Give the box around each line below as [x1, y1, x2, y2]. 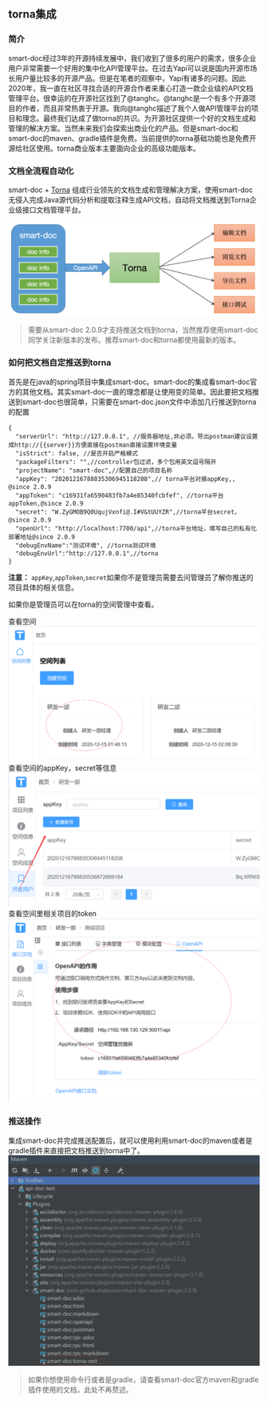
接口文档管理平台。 [22, 205, 85, 214]
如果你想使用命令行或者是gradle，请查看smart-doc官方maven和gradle [27, 1375, 259, 1384]
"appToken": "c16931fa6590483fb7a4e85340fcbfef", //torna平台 [15, 491, 224, 499]
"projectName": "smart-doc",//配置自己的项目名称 [15, 467, 173, 475]
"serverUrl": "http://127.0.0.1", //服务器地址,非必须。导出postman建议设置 [15, 432, 258, 440]
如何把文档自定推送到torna [8, 357, 112, 368]
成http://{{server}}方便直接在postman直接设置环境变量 [8, 441, 178, 449]
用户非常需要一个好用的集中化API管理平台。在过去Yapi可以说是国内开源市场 [8, 63, 258, 73]
